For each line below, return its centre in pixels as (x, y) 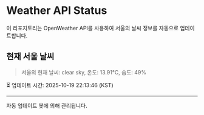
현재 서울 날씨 (30, 57)
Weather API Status (57, 11)
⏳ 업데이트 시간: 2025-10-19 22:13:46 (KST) (60, 85)
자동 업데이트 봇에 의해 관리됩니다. (47, 105)
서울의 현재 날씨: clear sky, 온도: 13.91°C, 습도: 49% (84, 72)
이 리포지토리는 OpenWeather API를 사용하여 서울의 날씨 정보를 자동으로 (93, 28)
